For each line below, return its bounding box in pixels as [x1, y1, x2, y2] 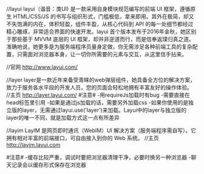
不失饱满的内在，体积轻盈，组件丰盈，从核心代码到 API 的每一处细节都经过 [6, 21, 194, 27]
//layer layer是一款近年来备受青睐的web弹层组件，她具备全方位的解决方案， [6, 76, 196, 83]
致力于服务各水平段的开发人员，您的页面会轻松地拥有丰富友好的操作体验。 [6, 84, 192, 91]
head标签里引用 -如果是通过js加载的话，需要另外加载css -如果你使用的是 [6, 99, 189, 106]
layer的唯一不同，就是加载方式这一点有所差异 [6, 114, 120, 121]
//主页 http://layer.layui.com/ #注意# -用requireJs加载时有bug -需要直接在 [6, 91, 190, 98]
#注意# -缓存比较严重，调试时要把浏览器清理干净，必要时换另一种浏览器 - [6, 153, 191, 161]
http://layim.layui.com [6, 141, 61, 148]
